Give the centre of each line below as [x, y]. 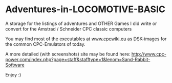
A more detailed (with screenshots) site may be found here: [68, 54]
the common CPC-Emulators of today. [45, 44]
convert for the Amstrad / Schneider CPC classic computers [69, 29]
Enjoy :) [13, 74]
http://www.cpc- [149, 54]
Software [15, 65]
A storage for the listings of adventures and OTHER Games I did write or [81, 23]
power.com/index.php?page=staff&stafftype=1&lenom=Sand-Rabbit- [78, 59]
